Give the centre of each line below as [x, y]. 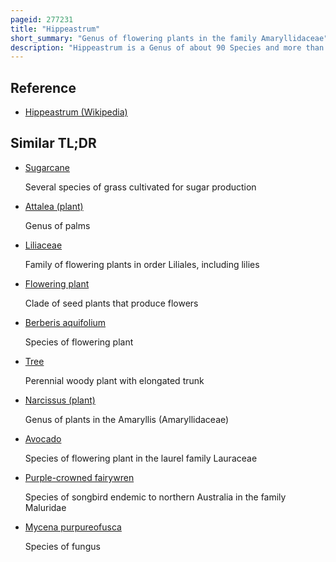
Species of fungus [62, 546]
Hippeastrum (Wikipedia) [76, 112]
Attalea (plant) [54, 206]
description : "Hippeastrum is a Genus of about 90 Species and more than [167, 47]
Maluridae [45, 507]
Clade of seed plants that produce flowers [111, 303]
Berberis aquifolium [65, 322]
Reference [43, 87]
